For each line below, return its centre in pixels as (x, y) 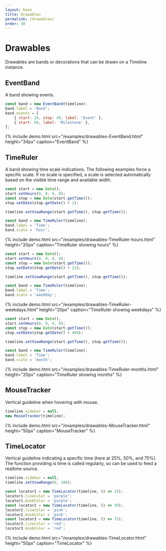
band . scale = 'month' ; (29, 360)
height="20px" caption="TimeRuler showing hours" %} (62, 245)
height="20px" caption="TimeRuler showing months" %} (64, 375)
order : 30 (15, 24)
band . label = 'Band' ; (28, 108)
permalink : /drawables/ (30, 19)
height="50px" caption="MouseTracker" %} (50, 431)
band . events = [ (22, 113)
